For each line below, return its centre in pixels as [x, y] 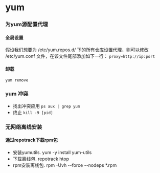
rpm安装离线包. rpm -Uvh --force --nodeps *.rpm [65, 165]
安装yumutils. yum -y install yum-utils [52, 152]
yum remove [17, 80]
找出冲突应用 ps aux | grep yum [46, 106]
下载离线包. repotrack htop [41, 159]
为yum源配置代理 [27, 25]
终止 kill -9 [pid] [33, 112]
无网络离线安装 [24, 127]
